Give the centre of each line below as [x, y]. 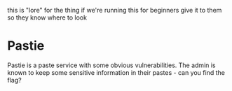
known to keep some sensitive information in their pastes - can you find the [116, 72]
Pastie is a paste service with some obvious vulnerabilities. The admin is [111, 65]
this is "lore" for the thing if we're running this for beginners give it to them [115, 10]
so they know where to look [47, 17]
